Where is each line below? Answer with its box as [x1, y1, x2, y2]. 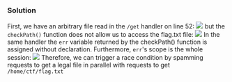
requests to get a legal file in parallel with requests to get [7, 61, 171, 69]
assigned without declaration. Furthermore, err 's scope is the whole [7, 45, 203, 54]
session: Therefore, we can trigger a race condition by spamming [7, 54, 203, 62]
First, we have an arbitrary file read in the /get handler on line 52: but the [7, 22, 225, 31]
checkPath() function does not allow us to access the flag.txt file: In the [7, 31, 220, 39]
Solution [7, 6, 37, 15]
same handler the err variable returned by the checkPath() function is [7, 38, 208, 47]
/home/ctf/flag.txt [7, 68, 64, 75]
